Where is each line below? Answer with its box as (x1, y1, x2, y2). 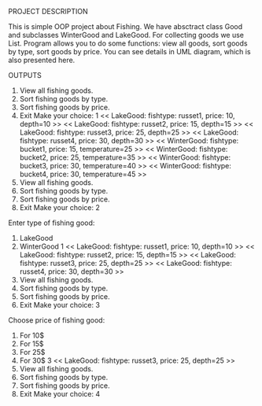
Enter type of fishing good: (8, 218, 95, 227)
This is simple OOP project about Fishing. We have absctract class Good (8, 22, 243, 31)
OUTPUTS (8, 71, 42, 79)
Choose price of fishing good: (8, 316, 105, 325)
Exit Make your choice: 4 (19, 389, 101, 398)
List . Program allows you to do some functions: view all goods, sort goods (8, 39, 248, 48)
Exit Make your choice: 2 (19, 203, 100, 212)
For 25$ (19, 348, 46, 356)
